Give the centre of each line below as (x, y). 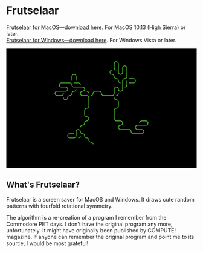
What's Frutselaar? (43, 185)
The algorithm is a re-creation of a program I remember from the (87, 217)
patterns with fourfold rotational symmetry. (60, 206)
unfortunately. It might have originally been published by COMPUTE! (91, 230)
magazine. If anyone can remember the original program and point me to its (100, 237)
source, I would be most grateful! (47, 243)
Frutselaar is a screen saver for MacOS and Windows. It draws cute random (100, 199)
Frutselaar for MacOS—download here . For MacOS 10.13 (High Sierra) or (96, 27)
